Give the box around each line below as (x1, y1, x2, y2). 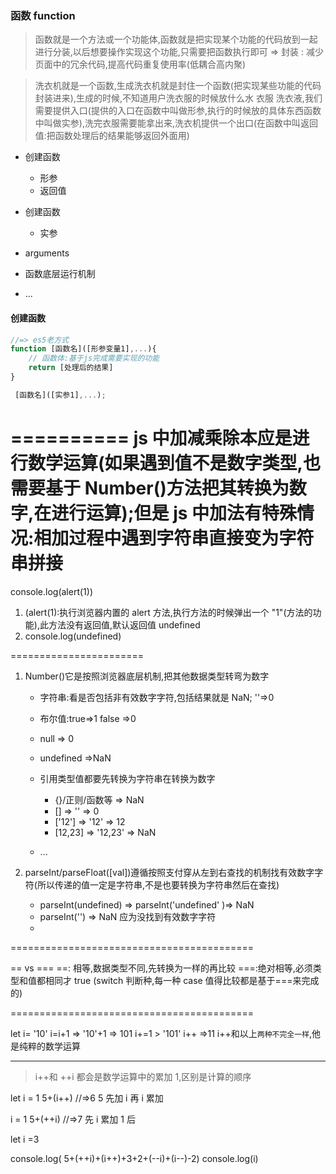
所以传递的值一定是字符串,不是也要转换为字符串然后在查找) (36, 878, 280, 891)
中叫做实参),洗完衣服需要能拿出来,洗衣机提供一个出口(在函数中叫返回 (34, 117, 319, 129)
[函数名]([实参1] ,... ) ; (14, 390, 107, 400)
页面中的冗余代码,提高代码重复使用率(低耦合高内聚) (34, 58, 247, 71)
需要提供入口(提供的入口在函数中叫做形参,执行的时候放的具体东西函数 (34, 105, 322, 117)
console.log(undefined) (24, 630, 122, 642)
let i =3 (10, 1133, 40, 1145)
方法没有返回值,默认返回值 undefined (48, 618, 201, 631)
